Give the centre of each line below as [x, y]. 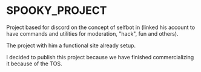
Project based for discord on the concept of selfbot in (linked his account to [101, 27]
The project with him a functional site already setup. [71, 45]
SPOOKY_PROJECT [57, 11]
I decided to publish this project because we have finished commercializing [100, 57]
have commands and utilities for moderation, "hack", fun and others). [92, 33]
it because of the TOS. [34, 64]
